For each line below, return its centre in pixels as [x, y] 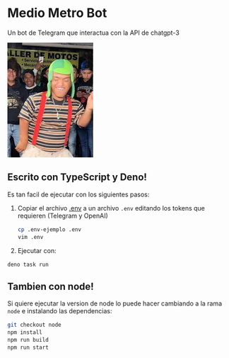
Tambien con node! [51, 286]
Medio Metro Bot [57, 13]
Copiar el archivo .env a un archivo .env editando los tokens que [111, 208]
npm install [25, 332]
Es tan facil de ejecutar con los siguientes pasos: [78, 194]
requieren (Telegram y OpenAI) [63, 216]
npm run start [28, 347]
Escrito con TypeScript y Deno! [77, 178]
